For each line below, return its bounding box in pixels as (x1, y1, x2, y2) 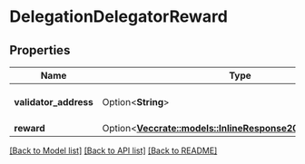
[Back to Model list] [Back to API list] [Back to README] (9, 145, 218, 156)
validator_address (14, 96, 93, 108)
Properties (9, 43, 71, 58)
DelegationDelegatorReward (9, 6, 229, 27)
